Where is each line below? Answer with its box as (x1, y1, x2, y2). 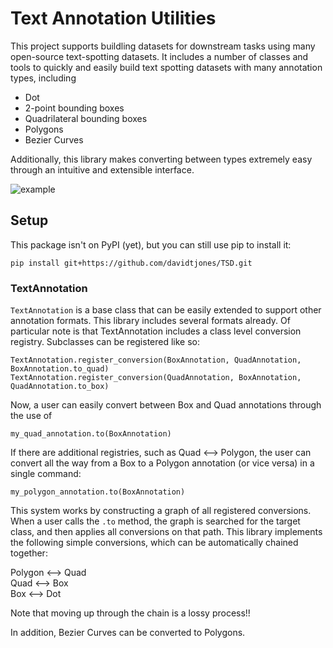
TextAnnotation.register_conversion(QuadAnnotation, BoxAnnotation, (10, 373, 302, 383)
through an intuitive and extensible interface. (10, 163, 195, 176)
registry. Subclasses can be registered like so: (10, 336, 201, 348)
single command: (10, 468, 82, 480)
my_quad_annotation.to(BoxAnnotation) (10, 429, 172, 439)
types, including (10, 72, 77, 84)
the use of (10, 410, 53, 422)
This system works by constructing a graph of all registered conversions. (10, 505, 312, 517)
